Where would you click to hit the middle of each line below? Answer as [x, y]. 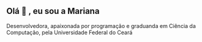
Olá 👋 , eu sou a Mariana [53, 11]
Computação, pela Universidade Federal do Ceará [69, 32]
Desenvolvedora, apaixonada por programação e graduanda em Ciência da [101, 26]
